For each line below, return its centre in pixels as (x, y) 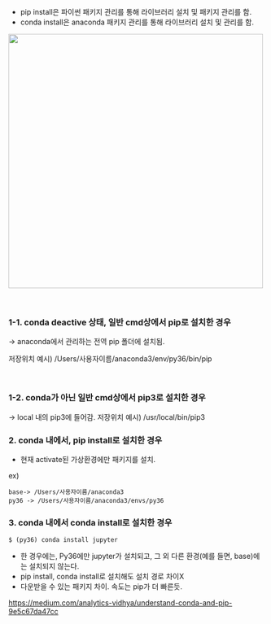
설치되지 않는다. (54, 566)
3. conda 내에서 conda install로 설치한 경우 (90, 522)
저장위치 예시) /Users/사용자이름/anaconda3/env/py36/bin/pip (110, 359)
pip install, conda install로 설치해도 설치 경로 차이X (102, 577)
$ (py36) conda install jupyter (63, 540)
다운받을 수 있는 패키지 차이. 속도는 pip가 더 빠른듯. (101, 587)
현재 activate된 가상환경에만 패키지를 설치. (88, 459)
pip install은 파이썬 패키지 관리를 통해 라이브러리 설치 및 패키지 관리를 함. (136, 12)
